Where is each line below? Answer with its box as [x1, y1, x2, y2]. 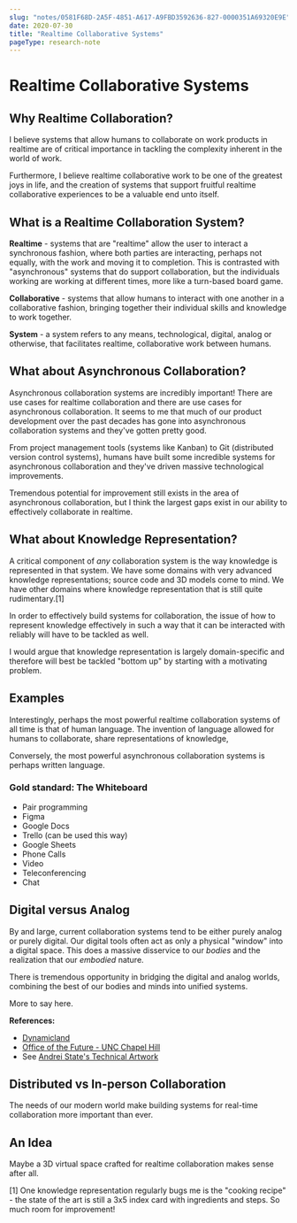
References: [9, 1015, 56, 1026]
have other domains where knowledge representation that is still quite [9, 583, 263, 594]
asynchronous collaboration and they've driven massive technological [9, 461, 264, 472]
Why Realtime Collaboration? [9, 111, 174, 126]
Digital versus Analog [9, 903, 131, 918]
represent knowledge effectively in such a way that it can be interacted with [9, 619, 286, 630]
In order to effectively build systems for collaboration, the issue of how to [9, 610, 276, 620]
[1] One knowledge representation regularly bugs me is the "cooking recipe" [9, 1185, 286, 1196]
